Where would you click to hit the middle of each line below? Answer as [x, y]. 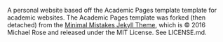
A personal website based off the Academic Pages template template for [112, 10]
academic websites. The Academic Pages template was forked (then [107, 17]
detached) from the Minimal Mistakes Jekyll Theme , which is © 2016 [106, 25]
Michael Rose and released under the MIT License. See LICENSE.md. [107, 32]
